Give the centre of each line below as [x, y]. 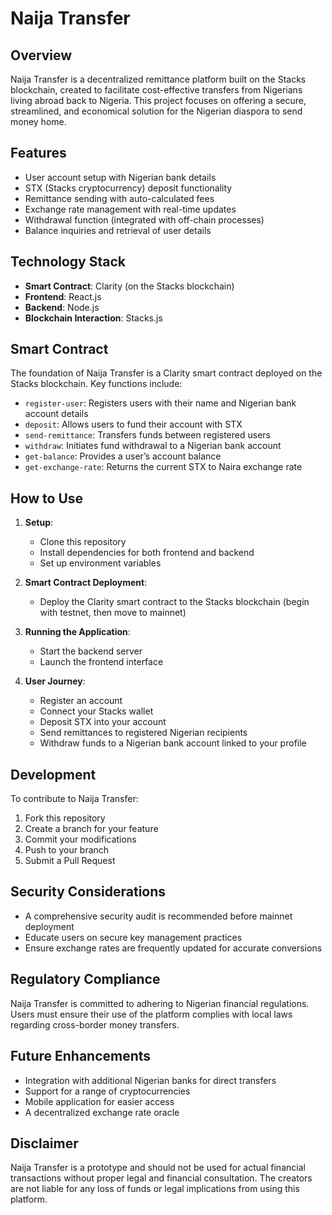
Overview [41, 55]
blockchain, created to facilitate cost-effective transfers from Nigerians [156, 90]
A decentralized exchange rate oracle [102, 1112]
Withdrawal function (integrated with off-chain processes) [144, 219]
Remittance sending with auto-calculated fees [119, 198]
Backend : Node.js [62, 307]
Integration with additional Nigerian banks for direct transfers [150, 1080]
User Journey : [55, 681]
